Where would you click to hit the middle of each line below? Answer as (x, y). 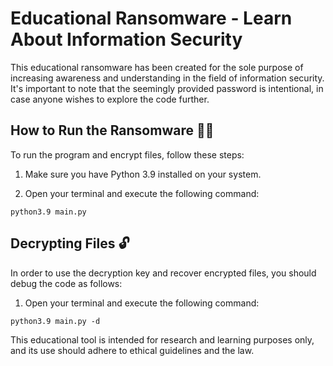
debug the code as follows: (66, 283)
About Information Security (126, 39)
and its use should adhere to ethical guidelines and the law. (132, 350)
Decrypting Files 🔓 (70, 243)
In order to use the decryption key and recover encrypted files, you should (163, 273)
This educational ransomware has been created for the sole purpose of (157, 67)
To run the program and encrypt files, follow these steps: (127, 154)
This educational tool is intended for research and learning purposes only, (162, 339)
